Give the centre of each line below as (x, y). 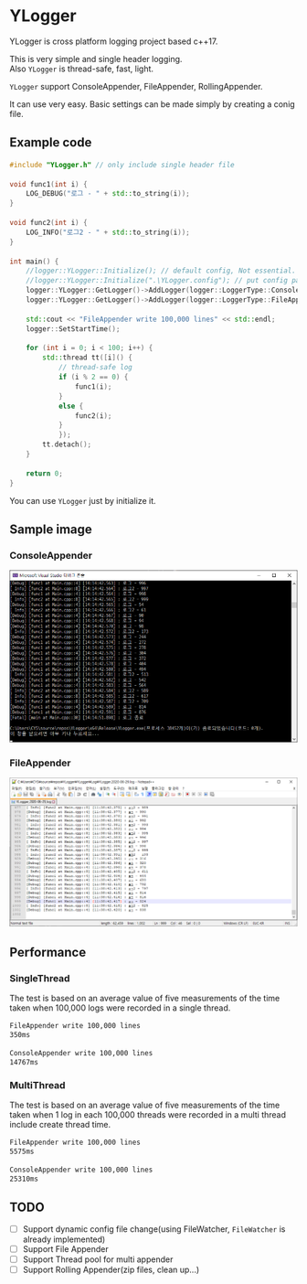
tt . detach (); (67, 444)
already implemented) (64, 1239)
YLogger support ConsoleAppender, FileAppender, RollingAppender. (136, 86)
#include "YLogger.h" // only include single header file (122, 165)
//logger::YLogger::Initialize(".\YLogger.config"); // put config (157, 281)
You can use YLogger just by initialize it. (83, 500)
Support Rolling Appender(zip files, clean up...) (111, 1270)
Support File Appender (65, 1249)
